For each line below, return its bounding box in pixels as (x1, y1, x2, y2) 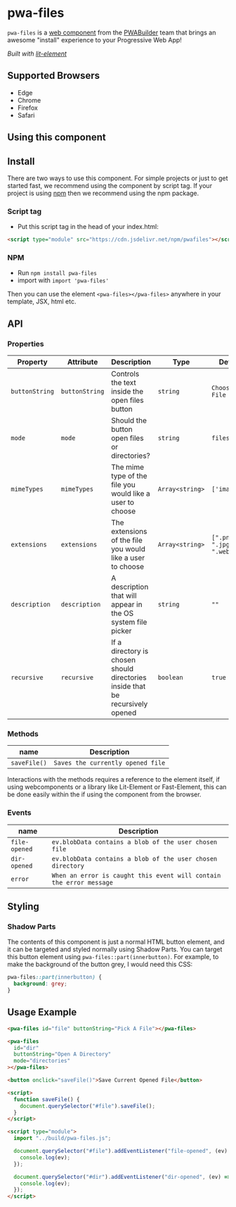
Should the (111, 415, 147, 425)
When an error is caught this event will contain (51, 871, 221, 880)
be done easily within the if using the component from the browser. (7, 790, 202, 799)
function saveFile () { (13, 1096, 80, 1103)
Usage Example (7, 1006, 77, 1018)
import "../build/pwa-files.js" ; (13, 1135, 112, 1142)
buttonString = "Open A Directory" (13, 1051, 112, 1058)
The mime (111, 463, 145, 473)
